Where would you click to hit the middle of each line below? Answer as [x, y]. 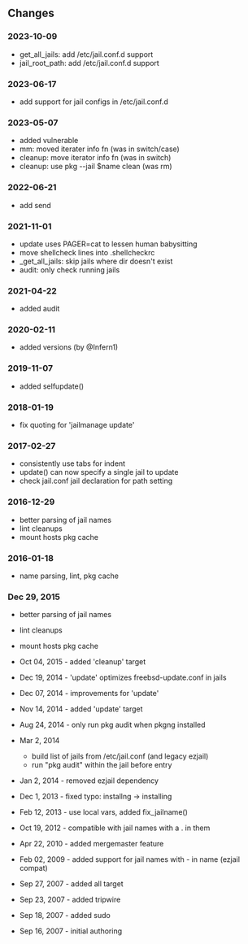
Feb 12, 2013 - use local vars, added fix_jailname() [104, 812]
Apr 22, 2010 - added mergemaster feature [91, 844]
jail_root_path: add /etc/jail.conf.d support [89, 63]
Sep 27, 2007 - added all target [71, 884]
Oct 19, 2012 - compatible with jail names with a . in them [115, 828]
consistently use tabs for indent [72, 463]
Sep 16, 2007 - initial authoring [71, 931]
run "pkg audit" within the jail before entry [102, 765]
